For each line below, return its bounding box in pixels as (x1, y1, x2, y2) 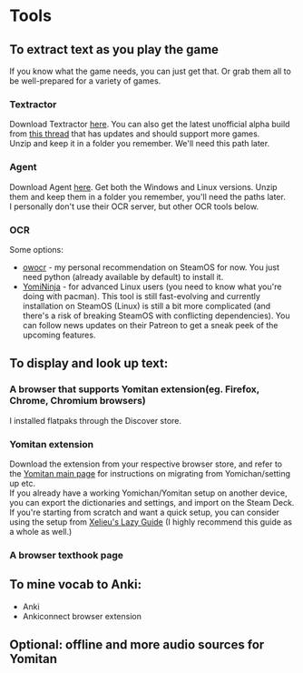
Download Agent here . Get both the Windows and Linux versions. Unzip (9, 181, 279, 192)
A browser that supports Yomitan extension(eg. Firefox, (9, 383, 260, 396)
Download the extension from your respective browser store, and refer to (9, 458, 283, 469)
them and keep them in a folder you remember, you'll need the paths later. (9, 191, 286, 202)
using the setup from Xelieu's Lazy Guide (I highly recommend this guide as (9, 516, 293, 527)
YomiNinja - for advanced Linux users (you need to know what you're (22, 281, 282, 292)
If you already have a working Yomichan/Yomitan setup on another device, (9, 487, 288, 498)
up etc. (9, 477, 36, 488)
